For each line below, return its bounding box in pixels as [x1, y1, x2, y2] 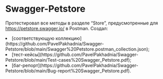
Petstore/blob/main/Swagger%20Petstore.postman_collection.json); [5, 46, 150, 52]
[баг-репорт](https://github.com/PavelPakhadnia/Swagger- [12, 62, 139, 68]
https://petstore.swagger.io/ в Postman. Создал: [5, 25, 108, 31]
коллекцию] [56, 35, 82, 41]
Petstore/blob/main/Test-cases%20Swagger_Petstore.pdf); [5, 57, 132, 63]
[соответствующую [12, 35, 55, 41]
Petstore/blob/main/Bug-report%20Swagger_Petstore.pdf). [5, 67, 131, 74]
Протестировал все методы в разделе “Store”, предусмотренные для [5, 20, 158, 26]
